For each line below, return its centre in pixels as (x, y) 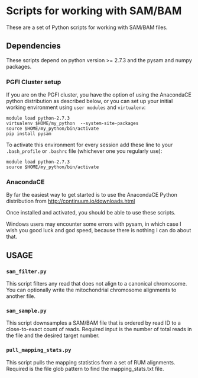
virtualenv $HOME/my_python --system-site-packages (72, 124)
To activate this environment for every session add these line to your (90, 145)
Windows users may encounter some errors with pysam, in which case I (94, 224)
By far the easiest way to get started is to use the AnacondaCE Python (92, 195)
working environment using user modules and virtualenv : (76, 107)
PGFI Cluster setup (34, 82)
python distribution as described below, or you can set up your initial (90, 101)
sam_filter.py (26, 271)
